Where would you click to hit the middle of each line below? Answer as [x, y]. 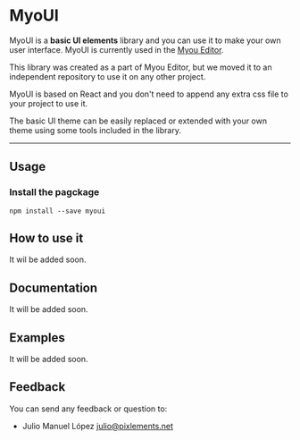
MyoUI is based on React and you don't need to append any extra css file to [149, 94]
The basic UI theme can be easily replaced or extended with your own [138, 121]
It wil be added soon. [48, 259]
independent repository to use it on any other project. [108, 76]
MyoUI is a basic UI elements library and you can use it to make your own [145, 40]
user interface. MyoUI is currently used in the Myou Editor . [117, 49]
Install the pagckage [54, 192]
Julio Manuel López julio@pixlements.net [98, 426]
